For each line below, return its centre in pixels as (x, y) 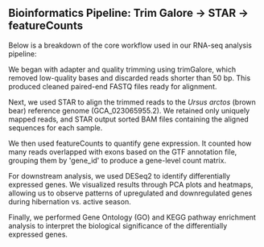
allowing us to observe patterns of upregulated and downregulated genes (130, 193)
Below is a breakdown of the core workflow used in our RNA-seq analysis (130, 45)
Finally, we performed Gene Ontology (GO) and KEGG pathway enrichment (132, 217)
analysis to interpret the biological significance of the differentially (118, 225)
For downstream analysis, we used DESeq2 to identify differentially (120, 175)
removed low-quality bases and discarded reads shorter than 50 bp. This (130, 78)
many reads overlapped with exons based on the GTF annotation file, (123, 151)
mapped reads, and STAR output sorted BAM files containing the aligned (129, 119)
